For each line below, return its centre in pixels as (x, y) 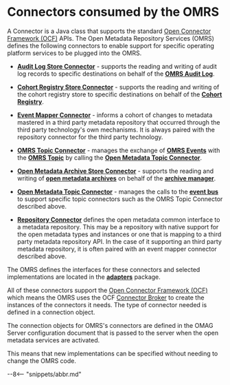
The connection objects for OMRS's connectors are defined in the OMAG (110, 325)
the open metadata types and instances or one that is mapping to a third (119, 234)
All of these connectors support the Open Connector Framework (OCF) (107, 290)
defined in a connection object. (51, 312)
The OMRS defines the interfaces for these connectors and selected (104, 269)
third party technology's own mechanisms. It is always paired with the (116, 129)
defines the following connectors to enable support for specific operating (111, 45)
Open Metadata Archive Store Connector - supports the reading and (115, 171)
